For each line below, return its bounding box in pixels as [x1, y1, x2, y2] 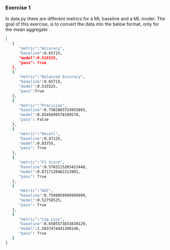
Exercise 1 [5, 4, 31, 11]
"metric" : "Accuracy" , [18, 46, 65, 51]
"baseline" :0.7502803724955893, [18, 108, 88, 113]
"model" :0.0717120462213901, [18, 169, 81, 174]
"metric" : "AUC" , [18, 188, 53, 193]
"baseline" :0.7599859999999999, [18, 193, 88, 198]
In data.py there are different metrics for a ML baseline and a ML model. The [5, 16, 165, 22]
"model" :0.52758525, [18, 198, 63, 203]
